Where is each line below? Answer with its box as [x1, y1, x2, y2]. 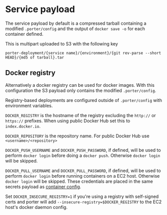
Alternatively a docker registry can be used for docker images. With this [5, 82, 155, 88]
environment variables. [5, 102, 53, 109]
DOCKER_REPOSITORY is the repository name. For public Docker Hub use [5, 133, 150, 139]
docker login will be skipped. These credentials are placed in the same [5, 178, 153, 184]
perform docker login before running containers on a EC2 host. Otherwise [5, 173, 160, 179]
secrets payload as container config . [5, 183, 82, 190]
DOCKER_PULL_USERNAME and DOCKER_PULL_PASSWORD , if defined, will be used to [5, 168, 161, 174]
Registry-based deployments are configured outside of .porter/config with [5, 97, 162, 103]
